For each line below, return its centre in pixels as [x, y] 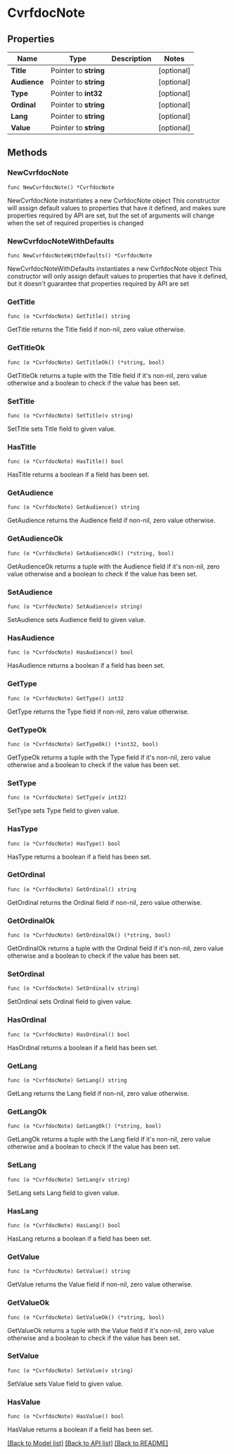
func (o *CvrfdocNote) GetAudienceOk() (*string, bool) [91, 553]
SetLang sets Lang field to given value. [64, 1193]
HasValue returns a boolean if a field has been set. [80, 1429]
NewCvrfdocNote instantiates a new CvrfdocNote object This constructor [113, 200]
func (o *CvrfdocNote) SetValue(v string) [70, 1370]
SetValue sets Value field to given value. [65, 1384]
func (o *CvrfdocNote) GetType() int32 [66, 698]
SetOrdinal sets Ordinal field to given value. [70, 1001]
